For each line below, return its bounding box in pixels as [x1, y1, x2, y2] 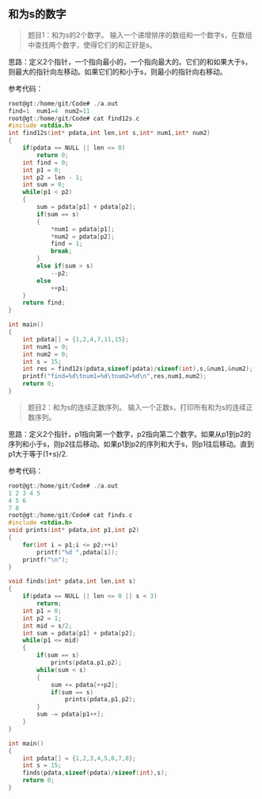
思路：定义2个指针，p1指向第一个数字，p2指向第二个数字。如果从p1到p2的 [8, 429, 252, 438]
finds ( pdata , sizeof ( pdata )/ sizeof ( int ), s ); [22, 769, 169, 777]
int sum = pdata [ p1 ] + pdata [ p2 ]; [22, 629, 136, 637]
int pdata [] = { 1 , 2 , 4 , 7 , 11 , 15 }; [22, 335, 129, 343]
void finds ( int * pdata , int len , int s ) [8, 577, 136, 585]
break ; [50, 247, 73, 256]
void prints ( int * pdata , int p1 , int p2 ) [8, 527, 140, 535]
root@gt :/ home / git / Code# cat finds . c [8, 511, 133, 519]
